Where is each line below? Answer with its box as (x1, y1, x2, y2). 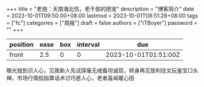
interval (77, 40, 100, 48)
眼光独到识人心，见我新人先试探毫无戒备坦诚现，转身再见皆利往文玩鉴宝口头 (6, 67, 199, 74)
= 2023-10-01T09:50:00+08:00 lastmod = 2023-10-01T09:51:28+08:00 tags (6, 12, 199, 19)
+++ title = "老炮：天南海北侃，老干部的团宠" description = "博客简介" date (6, 5, 195, 12)
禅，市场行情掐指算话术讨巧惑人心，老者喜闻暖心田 (6, 74, 135, 82)
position (9, 40, 34, 48)
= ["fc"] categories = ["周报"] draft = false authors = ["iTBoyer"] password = (6, 19, 198, 26)
